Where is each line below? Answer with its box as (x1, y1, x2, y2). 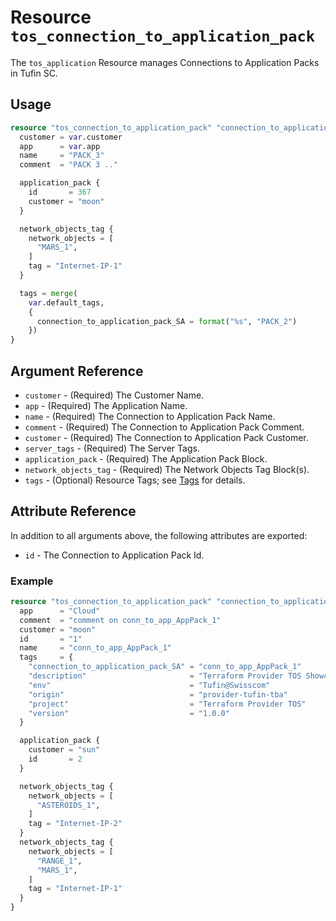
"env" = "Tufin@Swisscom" (28, 680, 271, 690)
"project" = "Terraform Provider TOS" (28, 699, 307, 709)
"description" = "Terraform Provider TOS (28, 671, 302, 681)
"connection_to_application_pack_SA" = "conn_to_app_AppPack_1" (28, 662, 302, 672)
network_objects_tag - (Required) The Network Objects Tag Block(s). (24, 463, 310, 475)
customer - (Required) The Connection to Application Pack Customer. (24, 431, 309, 443)
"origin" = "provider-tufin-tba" (28, 689, 288, 700)
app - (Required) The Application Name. (24, 399, 188, 411)
